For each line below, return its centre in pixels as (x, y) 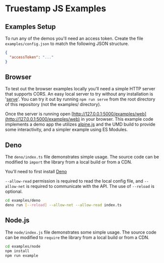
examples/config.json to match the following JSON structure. (67, 44)
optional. (14, 191)
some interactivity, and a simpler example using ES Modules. (67, 130)
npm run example (22, 256)
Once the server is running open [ (39, 114)
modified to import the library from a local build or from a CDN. (69, 162)
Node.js (17, 221)
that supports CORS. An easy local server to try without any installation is (79, 94)
